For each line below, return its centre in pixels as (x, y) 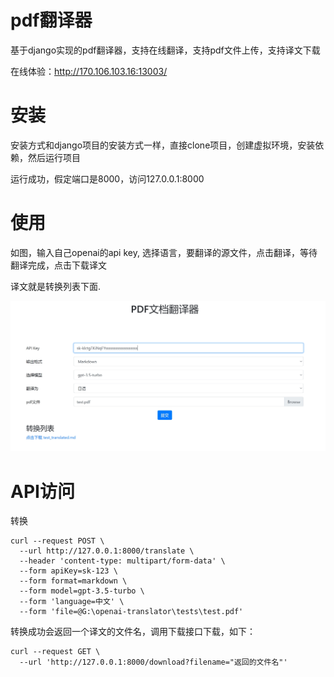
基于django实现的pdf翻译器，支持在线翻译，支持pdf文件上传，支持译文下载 (165, 50)
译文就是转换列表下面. (56, 286)
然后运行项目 (54, 157)
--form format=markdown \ (73, 581)
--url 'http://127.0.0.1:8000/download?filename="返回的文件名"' (153, 662)
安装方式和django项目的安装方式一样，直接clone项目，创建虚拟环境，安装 (163, 145)
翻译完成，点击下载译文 (58, 265)
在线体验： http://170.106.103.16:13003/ (89, 71)
